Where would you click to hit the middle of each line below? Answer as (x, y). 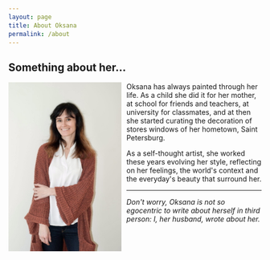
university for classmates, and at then (189, 112)
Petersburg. (146, 138)
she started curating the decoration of (189, 121)
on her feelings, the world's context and (192, 171)
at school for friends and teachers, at (188, 104)
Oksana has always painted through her (192, 87)
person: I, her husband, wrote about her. (193, 219)
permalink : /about (39, 34)
